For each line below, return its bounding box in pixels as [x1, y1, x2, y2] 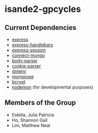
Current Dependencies [4, 23, 77, 32]
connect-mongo [11, 52, 45, 58]
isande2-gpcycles [4, 3, 81, 15]
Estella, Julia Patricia [11, 112, 54, 118]
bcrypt [11, 79, 26, 85]
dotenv [11, 68, 27, 74]
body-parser [11, 58, 38, 63]
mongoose [11, 74, 34, 79]
